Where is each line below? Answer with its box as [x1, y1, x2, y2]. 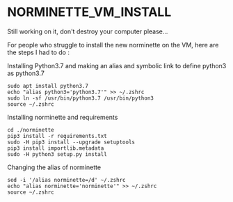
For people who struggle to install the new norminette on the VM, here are [7, 40, 219, 49]
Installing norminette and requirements [7, 113, 118, 121]
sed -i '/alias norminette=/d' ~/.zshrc [7, 176, 127, 183]
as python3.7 [7, 69, 45, 77]
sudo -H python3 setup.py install [7, 150, 108, 157]
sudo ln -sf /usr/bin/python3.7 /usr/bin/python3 [7, 95, 154, 102]
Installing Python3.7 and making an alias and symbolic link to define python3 [7, 61, 227, 70]
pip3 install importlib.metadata [7, 144, 104, 152]
